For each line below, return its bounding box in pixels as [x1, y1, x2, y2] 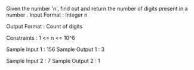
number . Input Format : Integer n [6, 11, 88, 18]
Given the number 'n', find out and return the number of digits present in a [6, 5, 188, 12]
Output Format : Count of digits [6, 23, 83, 30]
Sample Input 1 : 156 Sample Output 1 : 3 [6, 46, 105, 53]
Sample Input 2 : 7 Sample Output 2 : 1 [6, 58, 100, 64]
